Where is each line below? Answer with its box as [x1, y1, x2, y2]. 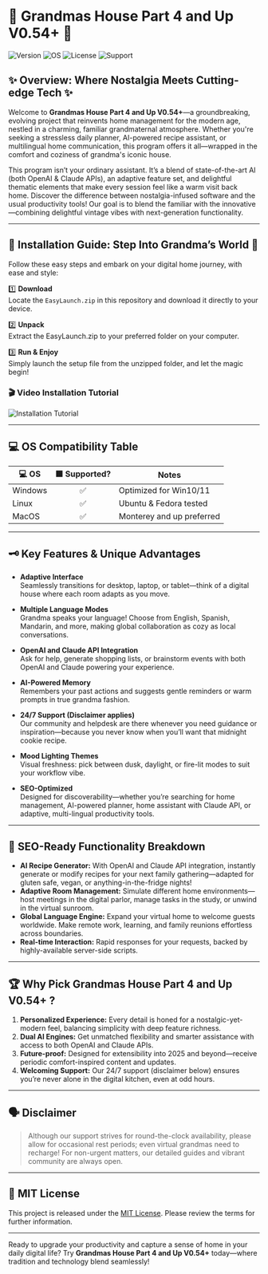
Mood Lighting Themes [19, 751, 99, 761]
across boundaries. [19, 929, 84, 938]
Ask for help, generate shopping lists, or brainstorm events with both [19, 654, 246, 664]
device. [8, 303, 33, 314]
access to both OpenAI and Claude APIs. [19, 1040, 154, 1050]
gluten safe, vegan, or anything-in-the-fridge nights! [19, 878, 192, 888]
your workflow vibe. [19, 768, 86, 778]
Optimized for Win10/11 [118, 484, 211, 495]
